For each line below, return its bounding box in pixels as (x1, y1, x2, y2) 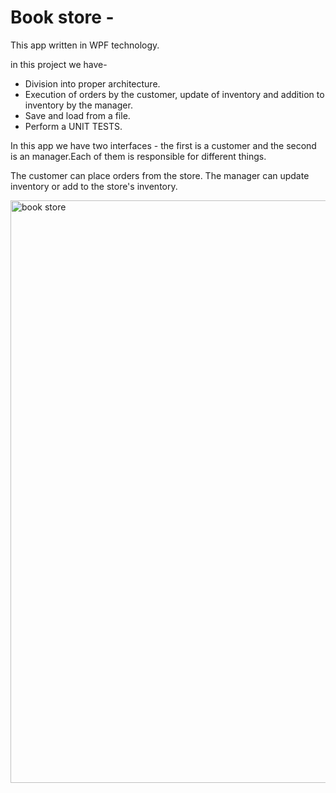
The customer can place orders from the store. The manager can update (10, 169, 310, 181)
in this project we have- (10, 58, 108, 70)
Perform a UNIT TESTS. (24, 120, 123, 132)
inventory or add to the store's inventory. (10, 180, 178, 192)
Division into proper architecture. (24, 77, 161, 90)
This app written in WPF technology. (10, 39, 160, 51)
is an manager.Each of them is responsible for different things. (10, 150, 267, 162)
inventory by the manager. (24, 99, 133, 111)
